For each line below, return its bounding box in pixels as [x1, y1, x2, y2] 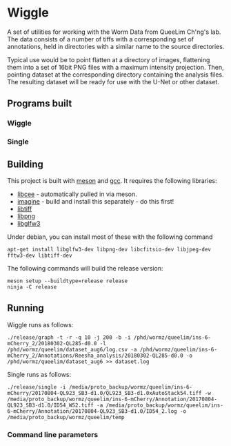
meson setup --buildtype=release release [7, 278, 128, 284]
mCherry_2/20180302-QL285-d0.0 [7, 340, 97, 347]
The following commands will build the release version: [7, 264, 163, 272]
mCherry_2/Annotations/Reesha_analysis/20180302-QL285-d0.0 [7, 352, 184, 359]
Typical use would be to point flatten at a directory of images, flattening [7, 55, 210, 64]
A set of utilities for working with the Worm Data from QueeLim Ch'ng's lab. [7, 28, 221, 36]
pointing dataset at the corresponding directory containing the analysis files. [7, 70, 224, 79]
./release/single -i [7, 383, 67, 391]
